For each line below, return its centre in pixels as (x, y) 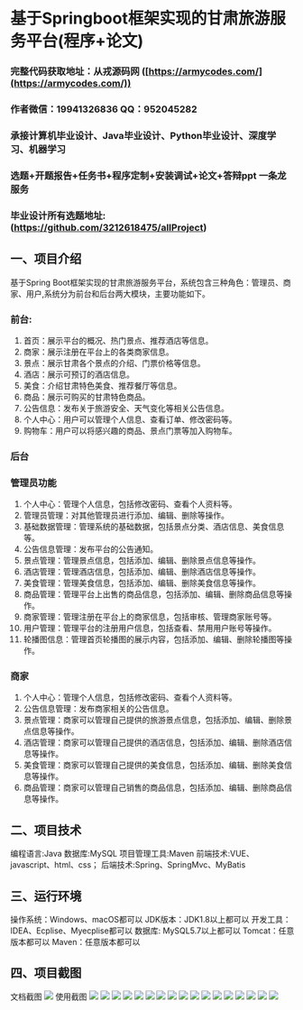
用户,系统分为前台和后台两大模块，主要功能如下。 (118, 293)
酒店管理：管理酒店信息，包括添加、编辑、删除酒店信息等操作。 (142, 572)
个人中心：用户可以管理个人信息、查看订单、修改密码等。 (130, 419)
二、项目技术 (46, 830)
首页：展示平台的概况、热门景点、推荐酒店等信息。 (118, 340)
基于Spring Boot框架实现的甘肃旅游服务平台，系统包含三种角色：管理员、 (147, 282)
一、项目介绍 (46, 259)
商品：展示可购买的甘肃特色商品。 (87, 397)
